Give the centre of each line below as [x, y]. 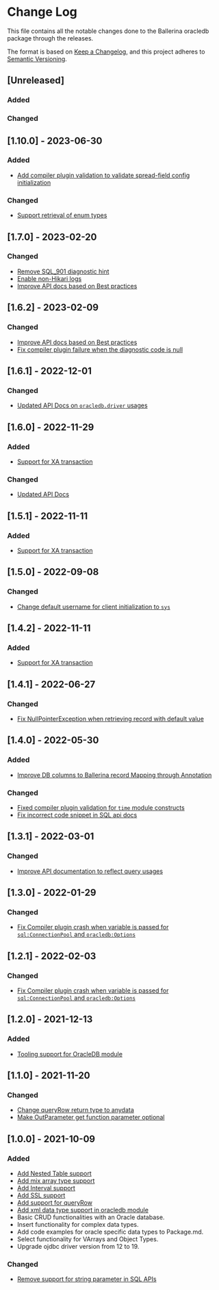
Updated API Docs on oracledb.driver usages [82, 405]
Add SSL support [41, 1195]
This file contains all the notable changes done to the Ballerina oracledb [108, 31]
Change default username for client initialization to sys [94, 607]
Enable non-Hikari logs [49, 278]
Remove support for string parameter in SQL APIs [87, 1279]
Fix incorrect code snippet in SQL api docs [77, 815]
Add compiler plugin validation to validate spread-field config [103, 175]
